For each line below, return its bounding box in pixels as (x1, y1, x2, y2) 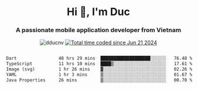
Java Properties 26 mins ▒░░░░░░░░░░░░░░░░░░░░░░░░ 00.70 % (6, 77, 193, 83)
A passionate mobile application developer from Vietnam (15, 26, 182, 34)
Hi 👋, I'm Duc (66, 5, 131, 19)
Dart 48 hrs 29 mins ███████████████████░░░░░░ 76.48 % (6, 55, 193, 62)
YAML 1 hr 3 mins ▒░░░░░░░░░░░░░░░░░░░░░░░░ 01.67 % (6, 72, 193, 78)
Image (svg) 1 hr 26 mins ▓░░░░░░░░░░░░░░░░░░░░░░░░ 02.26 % (6, 66, 193, 72)
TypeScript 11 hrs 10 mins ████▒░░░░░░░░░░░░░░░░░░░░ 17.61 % (6, 61, 193, 67)
